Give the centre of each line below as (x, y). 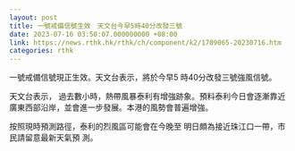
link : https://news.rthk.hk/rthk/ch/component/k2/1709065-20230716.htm (145, 42)
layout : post (34, 17)
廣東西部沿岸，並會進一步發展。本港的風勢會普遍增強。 (111, 107)
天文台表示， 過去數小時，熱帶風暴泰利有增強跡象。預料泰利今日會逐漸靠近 (147, 96)
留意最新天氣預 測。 (61, 138)
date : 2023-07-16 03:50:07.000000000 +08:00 (93, 34)
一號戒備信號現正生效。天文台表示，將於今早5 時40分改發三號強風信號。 (143, 78)
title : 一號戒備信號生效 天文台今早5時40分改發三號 (96, 26)
